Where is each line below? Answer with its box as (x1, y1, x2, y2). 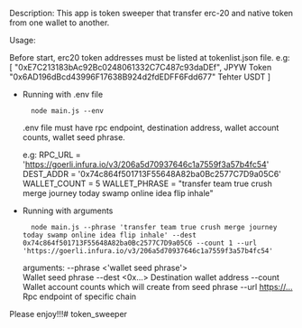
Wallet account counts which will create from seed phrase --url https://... (22, 282, 293, 292)
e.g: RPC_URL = (22, 149, 81, 160)
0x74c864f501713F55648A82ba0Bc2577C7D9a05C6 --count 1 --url (22, 239, 258, 248)
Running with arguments (22, 205, 114, 216)
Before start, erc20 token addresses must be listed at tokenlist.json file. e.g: (9, 52, 290, 62)
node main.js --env (31, 107, 104, 116)
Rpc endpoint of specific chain (22, 291, 137, 302)
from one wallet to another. (9, 17, 110, 28)
